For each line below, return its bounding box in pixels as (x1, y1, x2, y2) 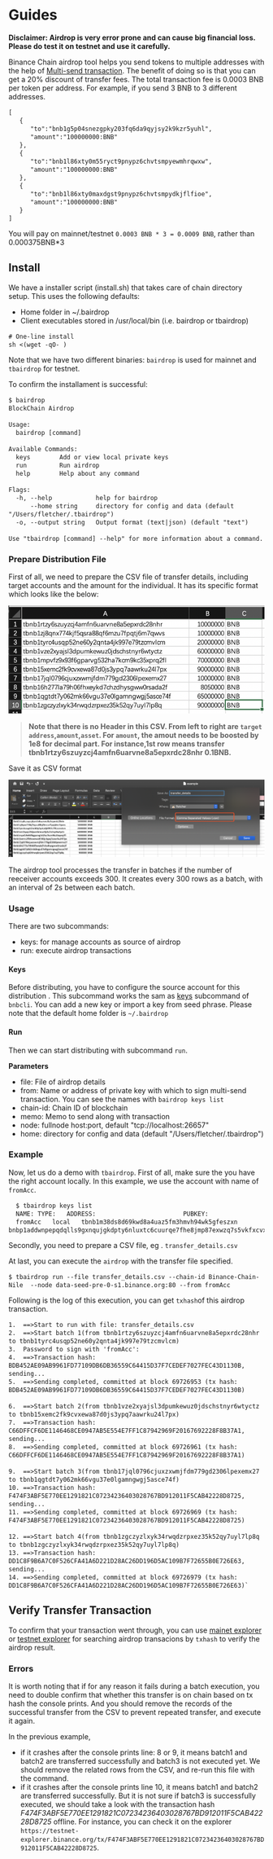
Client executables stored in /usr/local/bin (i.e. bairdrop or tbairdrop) (19, 315, 249, 325)
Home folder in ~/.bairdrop (19, 307, 110, 317)
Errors (8, 1663, 34, 1674)
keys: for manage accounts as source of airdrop (19, 937, 181, 947)
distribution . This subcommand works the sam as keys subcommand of (8, 991, 249, 1001)
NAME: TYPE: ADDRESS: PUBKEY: (15, 1210, 209, 1218)
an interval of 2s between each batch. (8, 882, 136, 892)
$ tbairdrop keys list (15, 1202, 93, 1210)
